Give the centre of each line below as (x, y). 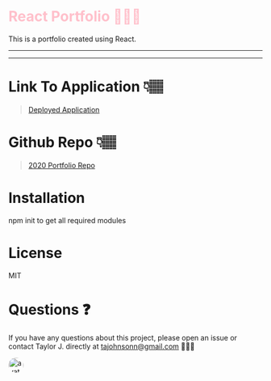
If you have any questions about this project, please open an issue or (123, 337)
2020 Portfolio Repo (61, 165)
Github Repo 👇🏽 (63, 143)
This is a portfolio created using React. (73, 39)
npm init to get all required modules (67, 220)
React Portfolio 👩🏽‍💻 (75, 17)
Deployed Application (64, 109)
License (35, 253)
